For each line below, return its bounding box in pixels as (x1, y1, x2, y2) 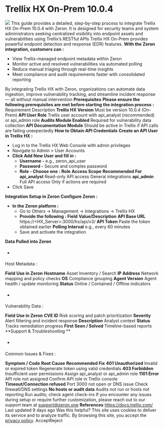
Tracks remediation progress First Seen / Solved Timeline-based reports (5, 323, 152, 329)
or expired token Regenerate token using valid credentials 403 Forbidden (5, 365, 154, 371)
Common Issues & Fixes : (5, 351, 56, 357)
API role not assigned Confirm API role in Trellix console (5, 376, 118, 381)
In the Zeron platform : (12, 203, 59, 209)
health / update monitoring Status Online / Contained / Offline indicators (5, 281, 151, 287)
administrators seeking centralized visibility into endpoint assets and (5, 30, 143, 36)
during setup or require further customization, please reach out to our (5, 397, 146, 403)
